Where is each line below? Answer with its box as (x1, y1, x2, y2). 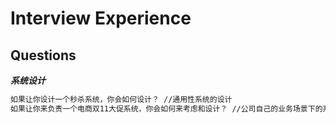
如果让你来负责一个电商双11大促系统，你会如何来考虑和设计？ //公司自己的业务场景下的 (10, 103, 323, 114)
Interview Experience (10, 7, 192, 30)
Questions (10, 47, 77, 64)
